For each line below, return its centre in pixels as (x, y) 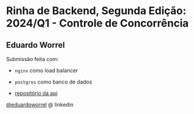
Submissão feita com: (32, 59)
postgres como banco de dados (53, 82)
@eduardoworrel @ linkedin (40, 105)
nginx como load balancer (46, 71)
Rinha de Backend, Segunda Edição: (96, 11)
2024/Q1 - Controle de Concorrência (97, 23)
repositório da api (36, 93)
